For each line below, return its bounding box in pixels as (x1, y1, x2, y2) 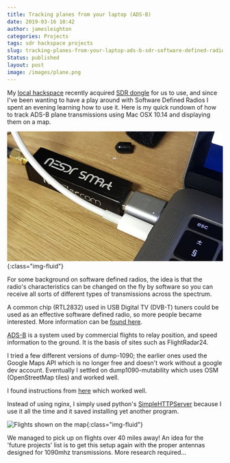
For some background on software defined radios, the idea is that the (7, 275, 203, 284)
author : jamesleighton (7, 25, 72, 32)
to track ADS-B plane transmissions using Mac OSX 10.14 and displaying (7, 110, 211, 118)
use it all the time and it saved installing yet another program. (7, 407, 179, 415)
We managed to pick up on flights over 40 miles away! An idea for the (7, 434, 204, 442)
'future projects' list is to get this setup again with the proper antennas (7, 440, 205, 449)
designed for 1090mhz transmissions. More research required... (7, 448, 187, 456)
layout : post (7, 62, 44, 68)
